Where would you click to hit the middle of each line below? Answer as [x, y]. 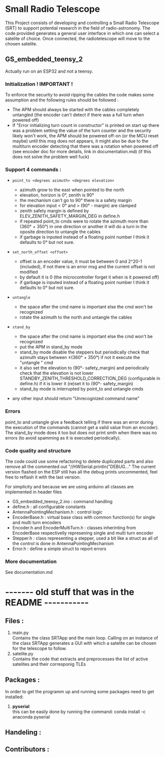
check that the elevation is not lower [57, 373]
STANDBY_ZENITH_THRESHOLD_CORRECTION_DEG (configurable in [90, 378]
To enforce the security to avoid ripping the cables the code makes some [80, 95]
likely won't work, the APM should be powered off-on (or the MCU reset [85, 136]
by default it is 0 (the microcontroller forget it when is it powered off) [89, 277]
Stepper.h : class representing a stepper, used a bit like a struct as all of [85, 538]
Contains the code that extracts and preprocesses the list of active [80, 659]
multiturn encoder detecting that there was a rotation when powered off [85, 146]
